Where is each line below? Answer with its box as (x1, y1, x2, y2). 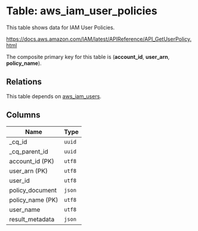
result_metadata (9, 215, 55, 223)
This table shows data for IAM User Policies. (6, 24, 115, 31)
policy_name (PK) (9, 195, 58, 204)
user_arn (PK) (9, 167, 48, 175)
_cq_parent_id (9, 147, 49, 155)
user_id (9, 176, 30, 185)
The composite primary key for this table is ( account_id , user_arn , (6, 53, 170, 60)
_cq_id (9, 138, 27, 146)
